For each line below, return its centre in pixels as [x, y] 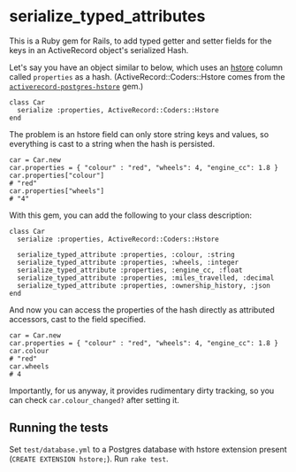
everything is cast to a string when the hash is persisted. [112, 143]
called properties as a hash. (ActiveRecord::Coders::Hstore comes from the [147, 76]
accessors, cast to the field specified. [77, 319]
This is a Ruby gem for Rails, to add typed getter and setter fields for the [140, 41]
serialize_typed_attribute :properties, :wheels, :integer [128, 262]
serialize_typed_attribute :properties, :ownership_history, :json [144, 285]
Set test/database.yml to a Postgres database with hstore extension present [148, 449]
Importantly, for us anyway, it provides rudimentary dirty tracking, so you [142, 391]
